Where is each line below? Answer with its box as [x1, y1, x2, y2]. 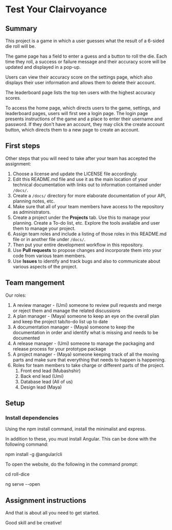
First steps [5, 141, 40, 150]
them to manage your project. [12, 225, 76, 231]
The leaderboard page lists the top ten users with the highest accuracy [5, 89, 156, 96]
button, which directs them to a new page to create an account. [5, 127, 140, 133]
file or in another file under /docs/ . [12, 236, 86, 242]
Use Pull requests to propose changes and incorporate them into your [12, 247, 162, 253]
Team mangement [5, 279, 65, 287]
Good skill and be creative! [5, 520, 62, 526]
